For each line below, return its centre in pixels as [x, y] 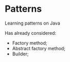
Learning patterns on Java [32, 23]
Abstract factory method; [39, 48]
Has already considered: [31, 33]
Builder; [20, 54]
